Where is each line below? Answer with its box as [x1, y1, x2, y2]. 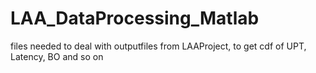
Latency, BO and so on [10, 50, 104, 62]
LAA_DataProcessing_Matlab [10, 7, 260, 30]
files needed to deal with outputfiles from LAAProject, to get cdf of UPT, [10, 40, 307, 52]
